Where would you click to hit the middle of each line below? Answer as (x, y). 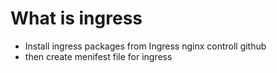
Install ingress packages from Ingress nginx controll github (145, 46)
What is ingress (76, 18)
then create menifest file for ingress (98, 56)
